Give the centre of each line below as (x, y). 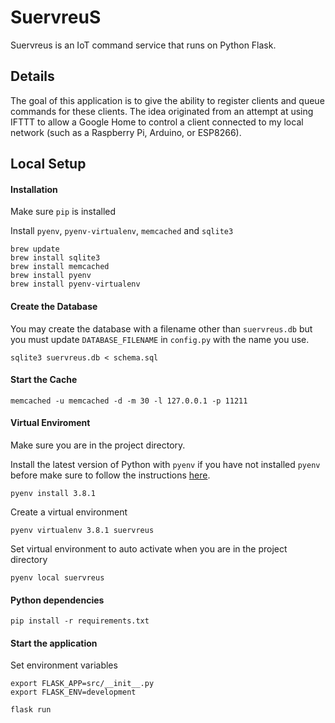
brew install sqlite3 (55, 258)
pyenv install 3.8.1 (53, 493)
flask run (31, 710)
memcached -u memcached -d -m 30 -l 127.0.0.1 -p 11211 (129, 401)
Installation (34, 189)
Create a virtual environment (69, 512)
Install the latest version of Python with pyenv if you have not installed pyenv (165, 464)
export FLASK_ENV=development (73, 692)
